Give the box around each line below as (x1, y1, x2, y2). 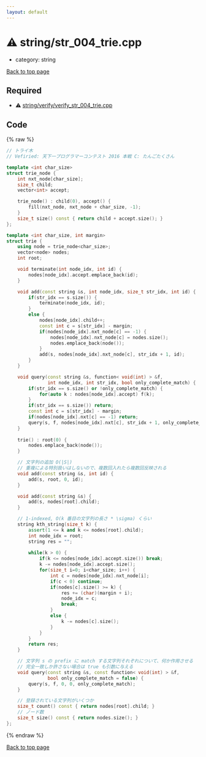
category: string (15, 56, 56, 63)
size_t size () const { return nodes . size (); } (17, 715, 139, 721)
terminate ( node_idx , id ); (39, 300, 105, 306)
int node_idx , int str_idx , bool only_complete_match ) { (47, 379, 196, 386)
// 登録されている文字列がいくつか (17, 697, 94, 704)
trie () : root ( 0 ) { (17, 437, 67, 443)
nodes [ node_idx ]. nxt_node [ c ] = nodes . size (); (50, 334, 169, 341)
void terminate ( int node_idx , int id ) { (17, 266, 122, 273)
